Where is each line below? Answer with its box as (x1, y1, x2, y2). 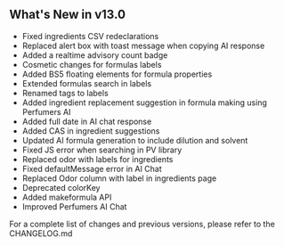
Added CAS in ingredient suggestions (21, 125, 160, 136)
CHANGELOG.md (9, 227, 73, 239)
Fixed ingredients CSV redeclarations (21, 30, 159, 41)
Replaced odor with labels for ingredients (21, 153, 174, 164)
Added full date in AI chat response (21, 116, 152, 127)
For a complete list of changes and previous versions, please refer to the (9, 218, 276, 229)
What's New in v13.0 (9, 7, 126, 22)
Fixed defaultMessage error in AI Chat (21, 163, 162, 174)
